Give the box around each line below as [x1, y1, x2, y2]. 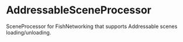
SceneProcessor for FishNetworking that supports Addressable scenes [6, 23, 178, 30]
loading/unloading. [6, 29, 51, 36]
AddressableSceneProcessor [6, 3, 152, 17]
